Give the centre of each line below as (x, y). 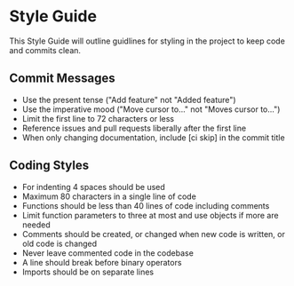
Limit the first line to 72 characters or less (98, 118)
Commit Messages (62, 79)
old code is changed (60, 243)
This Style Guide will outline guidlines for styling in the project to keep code (147, 41)
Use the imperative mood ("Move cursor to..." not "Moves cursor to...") (151, 109)
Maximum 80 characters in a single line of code (109, 196)
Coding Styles (49, 166)
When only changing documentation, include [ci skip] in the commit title (154, 137)
